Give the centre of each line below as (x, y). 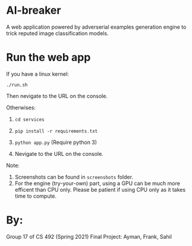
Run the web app (48, 58)
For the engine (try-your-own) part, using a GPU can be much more (97, 183)
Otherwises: (21, 107)
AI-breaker (34, 10)
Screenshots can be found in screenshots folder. (74, 177)
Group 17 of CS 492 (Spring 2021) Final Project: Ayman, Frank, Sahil (89, 236)
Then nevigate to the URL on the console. (57, 96)
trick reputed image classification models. (57, 33)
